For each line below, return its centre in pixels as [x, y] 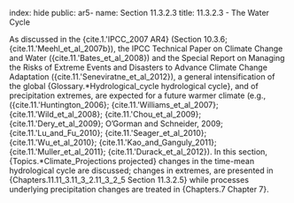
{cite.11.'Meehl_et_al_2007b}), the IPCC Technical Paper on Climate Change [146, 49]
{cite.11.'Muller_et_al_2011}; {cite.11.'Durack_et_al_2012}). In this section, [139, 152]
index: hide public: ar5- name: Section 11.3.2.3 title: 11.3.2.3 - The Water [139, 13]
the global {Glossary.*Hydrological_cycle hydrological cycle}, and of [134, 86]
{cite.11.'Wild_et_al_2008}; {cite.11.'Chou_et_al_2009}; [105, 114]
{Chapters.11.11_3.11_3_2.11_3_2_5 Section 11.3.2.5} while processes [129, 180]
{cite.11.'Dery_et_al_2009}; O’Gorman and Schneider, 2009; [116, 124]
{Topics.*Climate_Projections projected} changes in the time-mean [132, 161]
